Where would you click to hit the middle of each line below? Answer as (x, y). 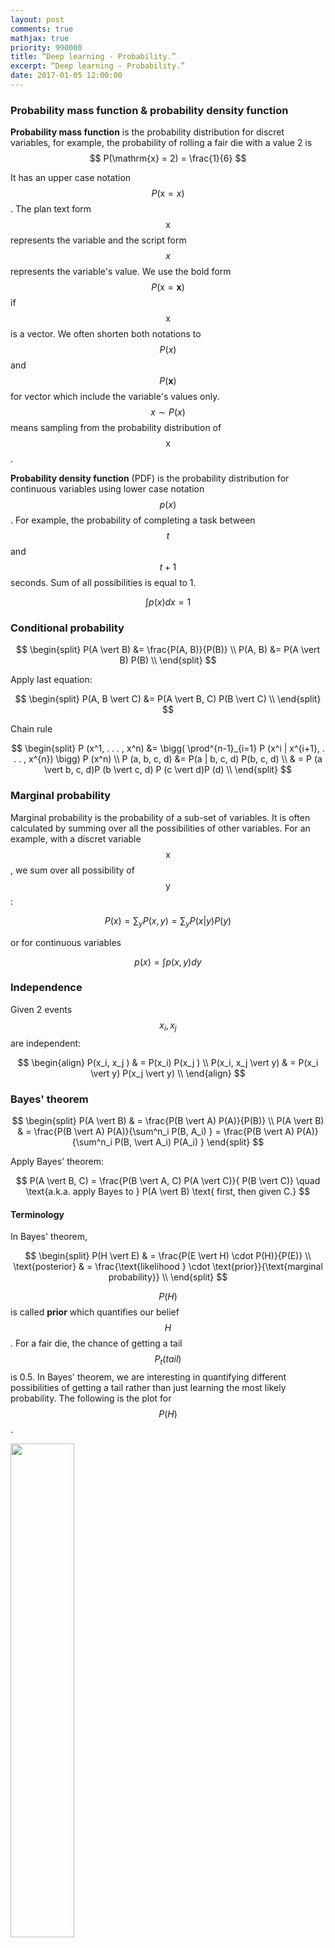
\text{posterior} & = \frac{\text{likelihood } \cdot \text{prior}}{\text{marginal (168, 1267)
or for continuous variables (66, 942)
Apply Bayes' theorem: (57, 1161)
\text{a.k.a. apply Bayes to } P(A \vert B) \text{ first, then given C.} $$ (168, 1191)
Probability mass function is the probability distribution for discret (147, 132)
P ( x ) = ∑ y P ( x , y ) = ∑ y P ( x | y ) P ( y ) (168, 921)
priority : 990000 (46, 47)
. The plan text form (51, 209)
